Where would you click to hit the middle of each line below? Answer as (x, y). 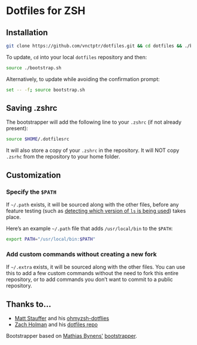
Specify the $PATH (31, 192)
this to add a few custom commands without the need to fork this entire (92, 273)
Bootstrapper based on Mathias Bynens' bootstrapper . (72, 336)
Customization (34, 175)
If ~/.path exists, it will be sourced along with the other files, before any (92, 204)
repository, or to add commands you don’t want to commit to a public (89, 279)
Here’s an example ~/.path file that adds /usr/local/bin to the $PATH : (89, 228)
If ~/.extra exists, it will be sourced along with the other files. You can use (96, 267)
